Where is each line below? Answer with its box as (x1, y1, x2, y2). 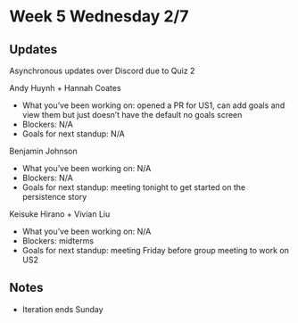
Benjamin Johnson (9, 145, 78, 156)
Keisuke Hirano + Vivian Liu (9, 209, 111, 219)
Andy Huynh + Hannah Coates (9, 83, 122, 93)
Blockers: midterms (21, 236, 95, 246)
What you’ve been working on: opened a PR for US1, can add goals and (21, 100, 286, 111)
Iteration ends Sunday (21, 303, 104, 314)
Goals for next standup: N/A (21, 128, 125, 139)
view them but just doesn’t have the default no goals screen (21, 110, 243, 120)
